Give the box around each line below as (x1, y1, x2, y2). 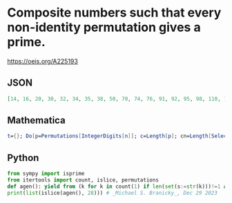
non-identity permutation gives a (7, 19, 202, 35)
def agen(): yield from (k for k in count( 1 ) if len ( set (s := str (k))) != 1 (7, 183, 221, 190)
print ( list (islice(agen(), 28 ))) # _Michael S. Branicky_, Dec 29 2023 (7, 189, 217, 196)
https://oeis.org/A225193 (7, 57, 78, 65)
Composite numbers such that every (7, 5, 222, 21)
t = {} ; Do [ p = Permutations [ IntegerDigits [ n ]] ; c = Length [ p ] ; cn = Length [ (7, 133, 212, 139)
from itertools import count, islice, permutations (7, 177, 159, 184)
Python (7, 152, 39, 164)
